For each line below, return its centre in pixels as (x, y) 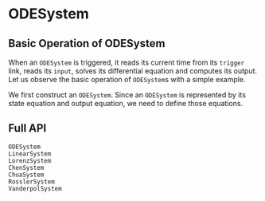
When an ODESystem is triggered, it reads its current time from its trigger (127, 62)
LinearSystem (30, 154)
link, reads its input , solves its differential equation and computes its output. (132, 71)
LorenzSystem (30, 160)
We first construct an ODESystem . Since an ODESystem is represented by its (127, 95)
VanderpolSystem (35, 188)
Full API (27, 128)
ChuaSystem (26, 175)
